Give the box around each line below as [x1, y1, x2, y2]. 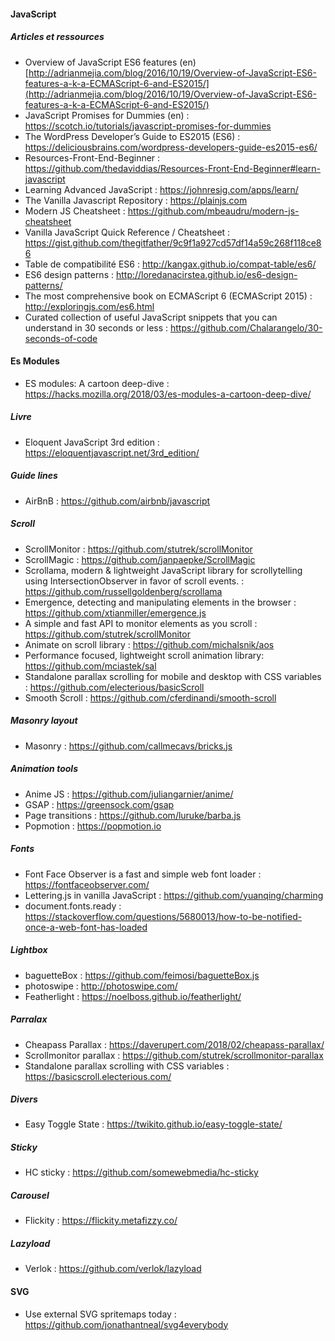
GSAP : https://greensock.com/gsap [24, 798, 175, 810]
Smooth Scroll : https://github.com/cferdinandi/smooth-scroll [24, 691, 277, 704]
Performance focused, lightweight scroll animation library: [24, 649, 265, 661]
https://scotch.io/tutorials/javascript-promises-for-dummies [24, 120, 272, 132]
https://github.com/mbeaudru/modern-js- [127, 205, 300, 217]
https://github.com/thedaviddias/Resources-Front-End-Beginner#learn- [24, 162, 322, 174]
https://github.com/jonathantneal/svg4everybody [24, 1318, 229, 1330]
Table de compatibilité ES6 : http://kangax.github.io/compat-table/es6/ [24, 258, 317, 270]
